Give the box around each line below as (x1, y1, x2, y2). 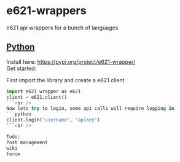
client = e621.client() (6, 94, 68, 100)
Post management (6, 139, 48, 145)
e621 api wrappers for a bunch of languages (6, 24, 119, 31)
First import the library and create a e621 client (6, 76, 125, 83)
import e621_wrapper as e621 (6, 88, 81, 94)
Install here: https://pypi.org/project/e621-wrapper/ (6, 58, 136, 65)
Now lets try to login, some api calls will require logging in (6, 106, 174, 112)
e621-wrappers (6, 4, 87, 18)
